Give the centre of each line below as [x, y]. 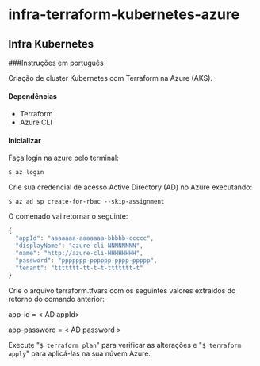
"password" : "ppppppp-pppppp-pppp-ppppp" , [86, 260]
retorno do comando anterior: [56, 299]
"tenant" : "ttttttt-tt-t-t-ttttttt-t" [80, 268]
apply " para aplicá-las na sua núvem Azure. [80, 353]
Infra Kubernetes [51, 44]
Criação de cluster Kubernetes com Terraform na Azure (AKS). [110, 78]
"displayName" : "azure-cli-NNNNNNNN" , [80, 246]
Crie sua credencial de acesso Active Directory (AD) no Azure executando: [130, 187]
